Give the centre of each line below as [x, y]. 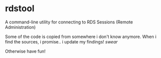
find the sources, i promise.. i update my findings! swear [62, 41]
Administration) [20, 27]
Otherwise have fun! [25, 51]
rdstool [20, 9]
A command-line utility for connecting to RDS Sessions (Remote [69, 22]
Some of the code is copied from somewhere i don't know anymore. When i [81, 37]
